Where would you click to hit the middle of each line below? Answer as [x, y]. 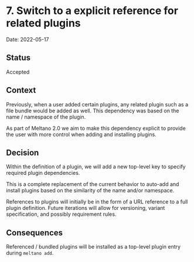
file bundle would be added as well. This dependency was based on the [93, 111]
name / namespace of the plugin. [46, 117]
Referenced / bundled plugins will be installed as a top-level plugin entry [93, 247]
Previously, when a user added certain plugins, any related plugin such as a [97, 104]
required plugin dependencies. [43, 173]
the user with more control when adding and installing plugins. [81, 134]
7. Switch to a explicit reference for [92, 11]
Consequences [35, 232]
